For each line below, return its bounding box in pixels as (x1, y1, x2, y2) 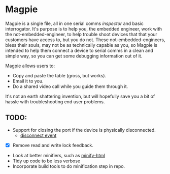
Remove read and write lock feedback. (12, 142, 94, 148)
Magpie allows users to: (5, 63, 55, 69)
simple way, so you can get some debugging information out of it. (5, 52, 143, 59)
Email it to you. (12, 78, 44, 84)
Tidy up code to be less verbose (12, 158, 81, 164)
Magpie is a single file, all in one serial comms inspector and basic (5, 20, 144, 26)
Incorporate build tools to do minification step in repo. (12, 163, 125, 169)
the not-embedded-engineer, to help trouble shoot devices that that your (5, 31, 157, 37)
